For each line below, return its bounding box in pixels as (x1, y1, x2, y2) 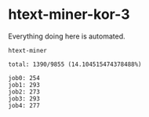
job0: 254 (8, 74, 41, 82)
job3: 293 (8, 94, 41, 103)
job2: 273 (8, 88, 41, 96)
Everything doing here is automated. (8, 31, 125, 41)
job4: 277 (8, 101, 41, 109)
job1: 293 (8, 81, 41, 89)
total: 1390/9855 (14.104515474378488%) (8, 60, 143, 68)
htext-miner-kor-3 (8, 5, 130, 24)
